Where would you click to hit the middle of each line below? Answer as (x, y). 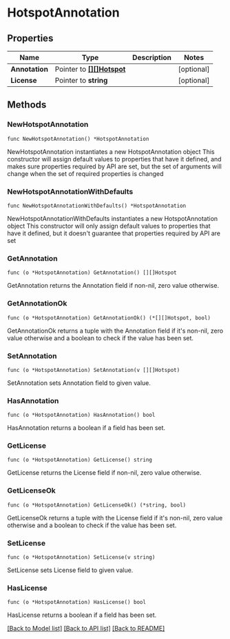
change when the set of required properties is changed (85, 173)
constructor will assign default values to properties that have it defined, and (114, 159)
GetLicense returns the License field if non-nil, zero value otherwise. (104, 473)
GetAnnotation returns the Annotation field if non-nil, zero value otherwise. (113, 286)
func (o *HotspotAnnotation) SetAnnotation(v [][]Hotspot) (94, 370)
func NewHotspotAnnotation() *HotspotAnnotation (78, 139)
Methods (27, 105)
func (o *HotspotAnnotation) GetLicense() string (80, 460)
